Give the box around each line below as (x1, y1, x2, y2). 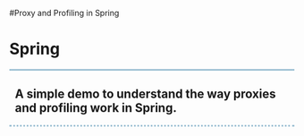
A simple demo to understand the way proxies (14, 87, 276, 102)
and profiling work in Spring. (14, 100, 177, 115)
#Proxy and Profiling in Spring (9, 8, 120, 18)
